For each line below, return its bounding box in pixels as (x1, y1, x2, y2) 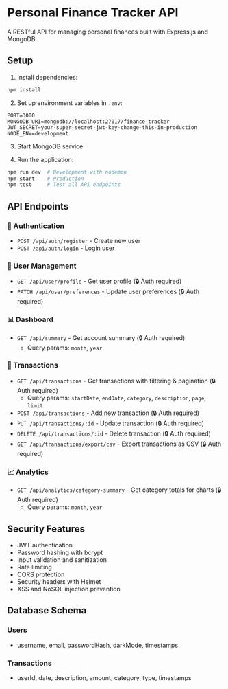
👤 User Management (7, 261, 77, 271)
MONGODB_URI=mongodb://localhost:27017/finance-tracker (7, 118, 170, 125)
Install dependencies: (16, 73, 78, 81)
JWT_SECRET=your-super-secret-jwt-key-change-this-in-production (7, 124, 197, 131)
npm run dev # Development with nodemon (7, 168, 127, 176)
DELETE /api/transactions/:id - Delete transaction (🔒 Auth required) (16, 429, 211, 438)
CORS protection (16, 570, 65, 578)
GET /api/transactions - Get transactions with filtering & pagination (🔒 (16, 376, 216, 385)
